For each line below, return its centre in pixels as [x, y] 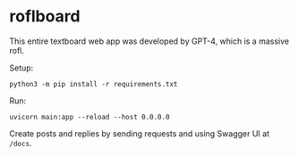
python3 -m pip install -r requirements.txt [94, 84]
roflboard [45, 16]
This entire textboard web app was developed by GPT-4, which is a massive [149, 41]
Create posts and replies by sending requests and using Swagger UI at [140, 133]
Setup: [21, 68]
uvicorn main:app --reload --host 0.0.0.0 [89, 117]
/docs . [21, 143]
